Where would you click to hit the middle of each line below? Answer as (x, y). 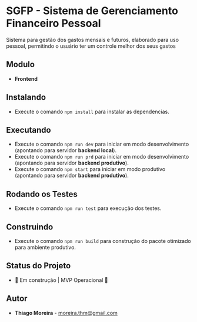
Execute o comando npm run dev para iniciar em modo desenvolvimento (102, 144)
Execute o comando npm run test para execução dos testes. (88, 208)
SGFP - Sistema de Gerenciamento (92, 11)
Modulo (21, 65)
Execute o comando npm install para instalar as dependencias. (92, 111)
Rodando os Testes (42, 194)
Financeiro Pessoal (54, 23)
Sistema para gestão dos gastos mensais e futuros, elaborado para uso (93, 40)
